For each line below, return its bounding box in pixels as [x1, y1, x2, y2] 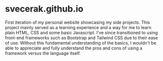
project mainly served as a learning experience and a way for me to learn [5, 24, 152, 30]
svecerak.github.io [5, 3, 84, 15]
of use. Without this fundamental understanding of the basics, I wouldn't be [5, 40, 157, 46]
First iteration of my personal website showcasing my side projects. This [5, 19, 150, 25]
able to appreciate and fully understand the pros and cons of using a [5, 45, 143, 51]
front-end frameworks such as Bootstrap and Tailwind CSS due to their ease [5, 35, 158, 41]
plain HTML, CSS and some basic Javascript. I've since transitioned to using [5, 30, 158, 35]
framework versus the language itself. [5, 50, 81, 56]
